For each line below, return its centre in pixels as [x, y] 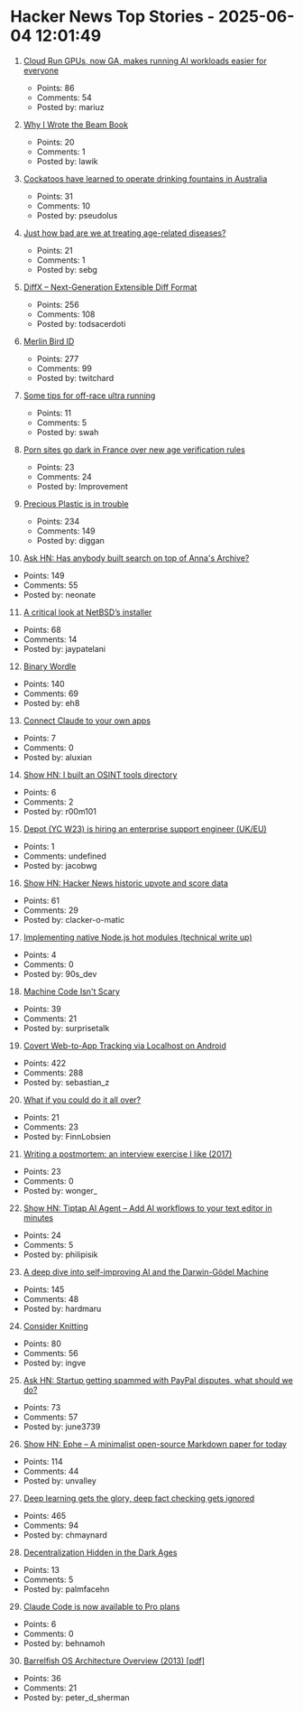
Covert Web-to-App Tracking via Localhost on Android [124, 1046]
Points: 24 [42, 1235]
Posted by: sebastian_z [66, 1082]
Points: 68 [42, 629]
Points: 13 [41, 1569]
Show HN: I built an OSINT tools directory [100, 775]
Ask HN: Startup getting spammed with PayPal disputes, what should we [158, 1380]
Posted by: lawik [67, 161]
